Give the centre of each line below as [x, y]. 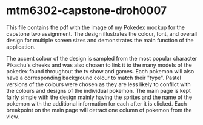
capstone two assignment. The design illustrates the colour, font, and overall [102, 33]
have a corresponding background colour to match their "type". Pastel [94, 78]
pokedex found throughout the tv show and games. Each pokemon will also [100, 71]
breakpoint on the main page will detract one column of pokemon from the [99, 110]
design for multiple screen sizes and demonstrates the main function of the [100, 40]
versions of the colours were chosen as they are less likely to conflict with [98, 84]
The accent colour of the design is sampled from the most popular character [102, 58]
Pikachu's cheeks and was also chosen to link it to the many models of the [99, 65]
